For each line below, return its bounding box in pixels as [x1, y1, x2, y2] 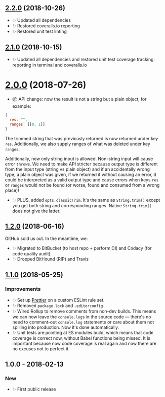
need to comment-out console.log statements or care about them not [12, 319, 154, 325]
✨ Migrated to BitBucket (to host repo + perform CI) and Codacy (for [12, 245, 152, 251]
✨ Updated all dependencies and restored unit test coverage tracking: [12, 56, 155, 62]
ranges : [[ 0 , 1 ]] [9, 122, 45, 127]
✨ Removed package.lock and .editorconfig [12, 303, 103, 309]
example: [12, 103, 31, 109]
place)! [5, 187, 19, 193]
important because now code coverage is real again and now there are [12, 340, 157, 346]
